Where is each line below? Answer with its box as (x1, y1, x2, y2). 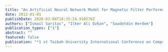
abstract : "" (5, 30, 32, 35)
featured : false (5, 35, 39, 40)
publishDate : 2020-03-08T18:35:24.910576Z (5, 16, 95, 21)
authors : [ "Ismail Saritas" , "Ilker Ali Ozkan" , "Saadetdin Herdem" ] (5, 21, 153, 26)
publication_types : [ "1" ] (5, 26, 59, 31)
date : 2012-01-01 (5, 12, 41, 17)
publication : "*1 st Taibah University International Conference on (5, 40, 151, 45)
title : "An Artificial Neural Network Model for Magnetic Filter (5, 7, 144, 12)
